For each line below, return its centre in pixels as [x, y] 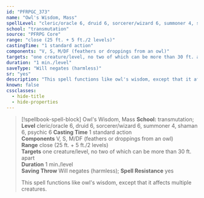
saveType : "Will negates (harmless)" [54, 68]
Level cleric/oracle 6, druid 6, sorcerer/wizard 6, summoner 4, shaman [109, 125]
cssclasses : [21, 91]
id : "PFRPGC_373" [28, 12]
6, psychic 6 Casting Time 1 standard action [76, 132]
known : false [23, 85]
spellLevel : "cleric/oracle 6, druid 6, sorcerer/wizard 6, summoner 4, [100, 23]
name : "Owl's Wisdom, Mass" [42, 18]
